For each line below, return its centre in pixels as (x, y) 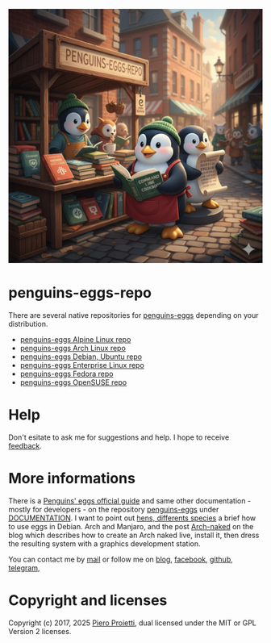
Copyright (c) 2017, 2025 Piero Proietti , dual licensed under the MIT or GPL (132, 623)
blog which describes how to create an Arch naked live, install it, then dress (134, 535)
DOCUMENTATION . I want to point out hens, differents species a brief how (132, 518)
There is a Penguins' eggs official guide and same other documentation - (130, 500)
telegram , (24, 568)
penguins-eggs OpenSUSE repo (73, 382)
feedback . (25, 445)
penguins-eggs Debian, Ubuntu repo (81, 357)
